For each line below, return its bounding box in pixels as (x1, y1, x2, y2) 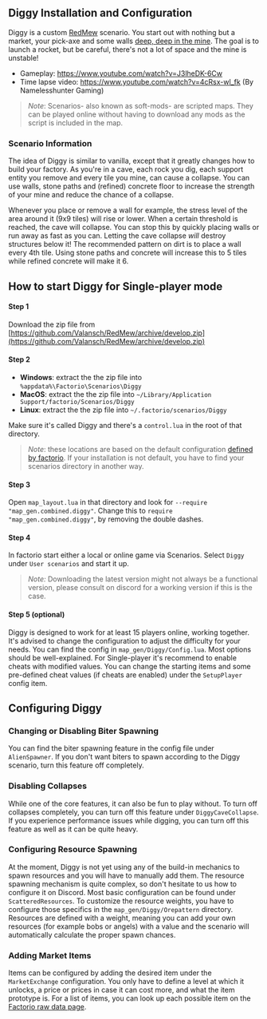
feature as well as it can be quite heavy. (8, 824, 139, 834)
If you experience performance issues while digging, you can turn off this (8, 815, 249, 825)
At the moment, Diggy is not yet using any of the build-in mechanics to (8, 862, 241, 871)
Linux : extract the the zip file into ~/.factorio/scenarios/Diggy (19, 405, 227, 414)
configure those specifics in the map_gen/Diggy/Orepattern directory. (8, 904, 234, 914)
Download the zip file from (8, 319, 96, 329)
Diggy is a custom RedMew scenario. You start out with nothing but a (8, 27, 235, 37)
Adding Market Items (8, 950, 92, 961)
